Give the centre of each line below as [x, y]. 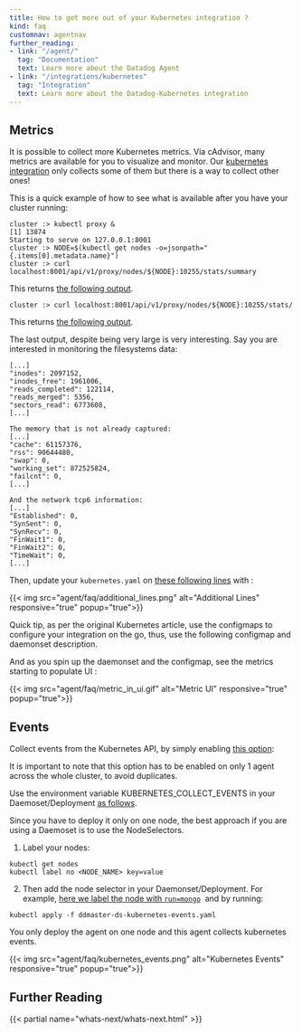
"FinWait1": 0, [38, 540]
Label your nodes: [56, 848]
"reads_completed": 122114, [62, 390]
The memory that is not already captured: [90, 429]
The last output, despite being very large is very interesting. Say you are [143, 339]
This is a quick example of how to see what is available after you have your [149, 198]
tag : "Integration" [54, 85]
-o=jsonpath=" [181, 248]
